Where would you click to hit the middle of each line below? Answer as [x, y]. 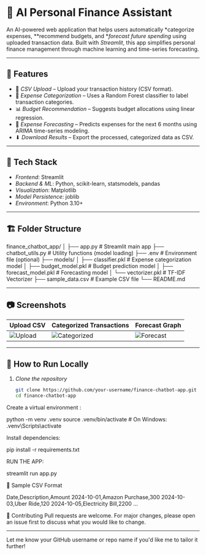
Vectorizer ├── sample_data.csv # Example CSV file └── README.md [96, 279]
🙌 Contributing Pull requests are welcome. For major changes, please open [101, 515]
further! [16, 546]
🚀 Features [27, 74]
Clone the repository [41, 379]
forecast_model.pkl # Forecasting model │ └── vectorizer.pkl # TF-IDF [96, 273]
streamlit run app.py [32, 473]
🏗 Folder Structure [44, 228]
